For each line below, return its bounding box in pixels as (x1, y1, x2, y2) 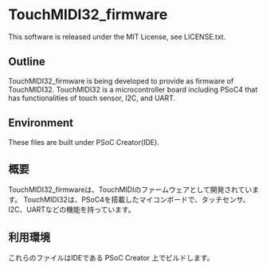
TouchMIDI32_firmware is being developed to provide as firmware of (8, 76, 234, 85)
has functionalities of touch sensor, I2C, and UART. (8, 93, 176, 103)
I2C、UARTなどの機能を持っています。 (8, 205, 135, 214)
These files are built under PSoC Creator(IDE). (8, 137, 159, 147)
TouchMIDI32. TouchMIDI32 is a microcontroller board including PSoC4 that (8, 84, 258, 94)
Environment (8, 116, 74, 130)
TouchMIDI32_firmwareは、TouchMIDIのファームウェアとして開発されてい (8, 185, 252, 194)
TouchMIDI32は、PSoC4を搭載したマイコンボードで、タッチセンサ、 (23, 195, 250, 205)
